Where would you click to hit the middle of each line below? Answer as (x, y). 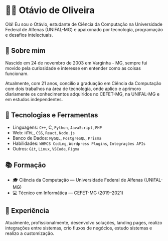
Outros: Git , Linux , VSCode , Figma (46, 148)
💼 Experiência (27, 211)
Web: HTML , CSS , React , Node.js (44, 132)
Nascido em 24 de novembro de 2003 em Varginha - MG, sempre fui (76, 63)
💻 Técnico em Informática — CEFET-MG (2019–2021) (68, 193)
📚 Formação (26, 165)
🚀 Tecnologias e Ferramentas (52, 115)
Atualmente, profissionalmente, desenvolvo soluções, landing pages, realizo (84, 223)
